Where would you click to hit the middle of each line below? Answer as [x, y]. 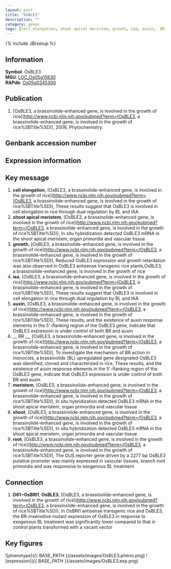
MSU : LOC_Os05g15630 [31, 77]
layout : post [19, 10]
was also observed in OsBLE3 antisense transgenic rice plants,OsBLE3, [87, 266]
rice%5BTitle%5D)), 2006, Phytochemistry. [58, 127]
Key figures [24, 543]
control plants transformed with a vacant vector [63, 527]
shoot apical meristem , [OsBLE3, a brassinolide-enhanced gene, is [83, 217]
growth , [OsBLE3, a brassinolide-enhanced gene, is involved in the [83, 244]
